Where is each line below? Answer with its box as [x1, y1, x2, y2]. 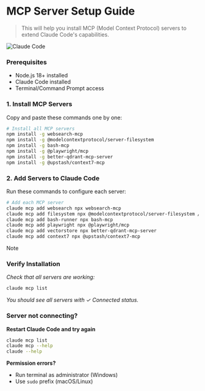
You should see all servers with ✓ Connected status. [6, 297, 139, 304]
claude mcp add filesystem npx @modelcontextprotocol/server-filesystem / [6, 211, 201, 217]
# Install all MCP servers [6, 125, 75, 132]
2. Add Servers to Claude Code [6, 174, 99, 182]
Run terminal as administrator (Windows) [15, 372, 118, 379]
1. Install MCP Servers [6, 100, 73, 108]
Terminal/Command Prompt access [15, 85, 104, 92]
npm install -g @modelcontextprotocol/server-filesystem [6, 137, 154, 143]
